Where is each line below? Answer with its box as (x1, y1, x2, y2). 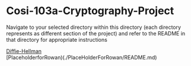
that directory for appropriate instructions (6, 36, 108, 43)
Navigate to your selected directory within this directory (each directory (6, 24, 182, 31)
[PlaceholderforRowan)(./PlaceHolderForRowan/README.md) (6, 54, 157, 61)
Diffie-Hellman (6, 47, 42, 54)
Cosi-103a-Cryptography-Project (6, 4, 174, 18)
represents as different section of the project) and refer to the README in (6, 29, 186, 37)
